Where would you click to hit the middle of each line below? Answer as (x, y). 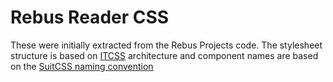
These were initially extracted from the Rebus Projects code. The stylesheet (166, 45)
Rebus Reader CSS (90, 17)
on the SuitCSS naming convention (82, 66)
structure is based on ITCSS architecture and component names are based (164, 55)
